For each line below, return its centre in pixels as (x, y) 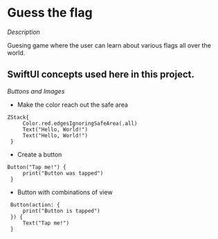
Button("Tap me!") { (37, 167)
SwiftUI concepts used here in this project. (101, 74)
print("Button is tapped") (61, 211)
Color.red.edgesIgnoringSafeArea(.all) (80, 123)
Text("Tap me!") (46, 223)
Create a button (39, 154)
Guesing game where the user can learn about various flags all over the (109, 45)
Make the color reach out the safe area (72, 105)
